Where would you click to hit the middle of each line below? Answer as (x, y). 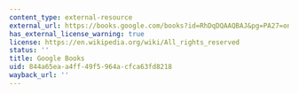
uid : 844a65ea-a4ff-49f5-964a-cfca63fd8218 (91, 67)
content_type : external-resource (71, 17)
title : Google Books (47, 58)
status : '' (29, 50)
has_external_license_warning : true (77, 34)
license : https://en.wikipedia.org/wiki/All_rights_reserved (125, 42)
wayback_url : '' (39, 75)
